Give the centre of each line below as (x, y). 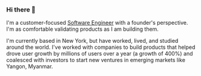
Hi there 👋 (21, 10)
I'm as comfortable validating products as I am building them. (83, 29)
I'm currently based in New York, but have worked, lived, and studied (92, 41)
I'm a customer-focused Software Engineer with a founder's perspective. (97, 23)
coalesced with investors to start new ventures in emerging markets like (96, 60)
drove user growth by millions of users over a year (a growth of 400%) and (100, 54)
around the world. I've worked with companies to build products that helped (101, 47)
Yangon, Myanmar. (30, 66)
